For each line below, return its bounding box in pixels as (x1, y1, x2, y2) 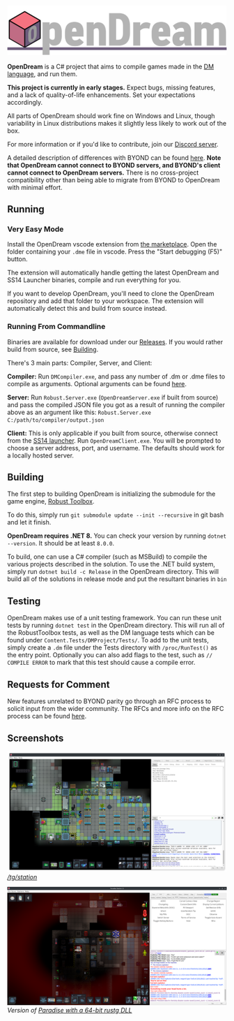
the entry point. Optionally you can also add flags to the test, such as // (7, 651, 213, 659)
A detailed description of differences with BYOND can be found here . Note (7, 153, 221, 162)
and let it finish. (7, 518, 52, 527)
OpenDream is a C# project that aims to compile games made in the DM (7, 62, 214, 71)
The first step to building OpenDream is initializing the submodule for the (7, 490, 216, 498)
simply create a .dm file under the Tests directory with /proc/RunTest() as (7, 643, 218, 652)
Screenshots (7, 732, 64, 744)
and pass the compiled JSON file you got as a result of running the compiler (7, 400, 225, 409)
